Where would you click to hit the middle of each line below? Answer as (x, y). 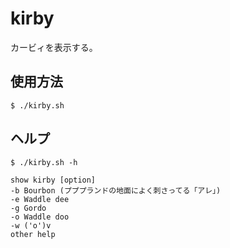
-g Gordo (28, 208)
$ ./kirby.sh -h (44, 162)
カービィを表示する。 (54, 47)
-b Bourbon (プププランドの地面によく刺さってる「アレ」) (116, 190)
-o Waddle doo (40, 217)
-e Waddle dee (40, 199)
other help (33, 234)
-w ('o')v (31, 225)
